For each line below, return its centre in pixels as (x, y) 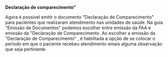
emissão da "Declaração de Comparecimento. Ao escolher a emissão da (80, 33)
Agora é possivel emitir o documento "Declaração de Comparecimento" (80, 17)
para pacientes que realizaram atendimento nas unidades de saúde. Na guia (84, 22)
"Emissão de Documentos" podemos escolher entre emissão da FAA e (78, 28)
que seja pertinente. (26, 49)
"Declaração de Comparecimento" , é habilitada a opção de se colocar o (80, 38)
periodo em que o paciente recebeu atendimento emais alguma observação (84, 44)
